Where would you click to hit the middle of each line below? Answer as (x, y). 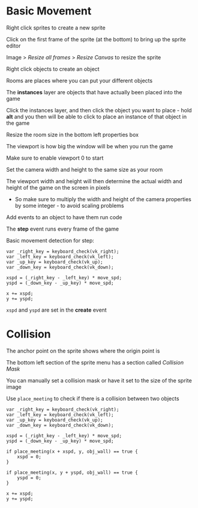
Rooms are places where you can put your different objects (79, 80)
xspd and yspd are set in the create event (56, 310)
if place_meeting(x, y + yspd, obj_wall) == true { (72, 473)
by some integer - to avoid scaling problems (69, 205)
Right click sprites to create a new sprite (56, 28)
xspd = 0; (29, 457)
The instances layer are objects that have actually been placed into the (94, 92)
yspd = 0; (29, 478)
